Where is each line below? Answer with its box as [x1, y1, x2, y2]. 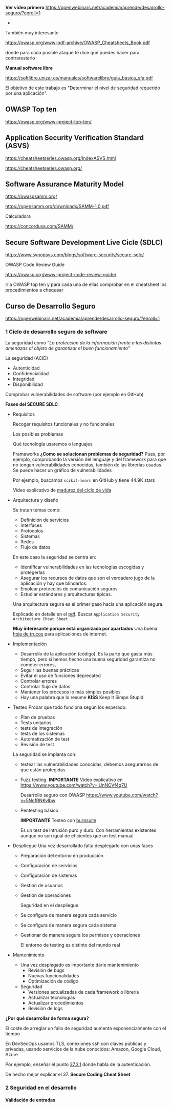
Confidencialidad [12, 371, 49, 377]
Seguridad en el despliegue [20, 902, 78, 909]
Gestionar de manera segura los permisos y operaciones [20, 932, 140, 938]
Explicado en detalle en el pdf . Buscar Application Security [12, 611, 140, 617]
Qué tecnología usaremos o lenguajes [12, 441, 93, 447]
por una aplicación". [5, 90, 48, 96]
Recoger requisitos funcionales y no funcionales [12, 421, 115, 427]
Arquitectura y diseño [12, 497, 59, 503]
